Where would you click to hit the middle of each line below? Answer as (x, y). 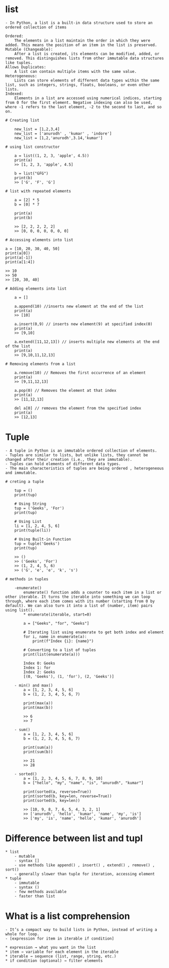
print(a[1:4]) (20, 262)
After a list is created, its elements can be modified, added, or (87, 54)
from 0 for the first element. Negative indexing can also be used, (79, 102)
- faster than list (35, 896)
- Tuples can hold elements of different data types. (63, 464)
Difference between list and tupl (74, 838)
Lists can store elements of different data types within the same (87, 80)
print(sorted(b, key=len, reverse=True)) (68, 796)
